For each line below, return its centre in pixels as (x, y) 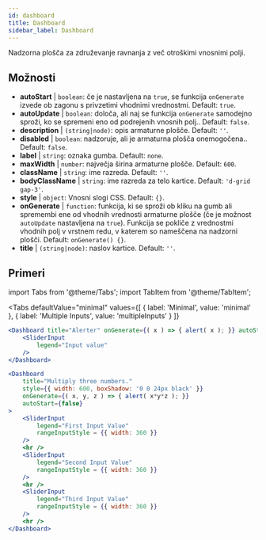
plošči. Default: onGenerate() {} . (73, 240)
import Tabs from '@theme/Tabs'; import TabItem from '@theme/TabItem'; (130, 292)
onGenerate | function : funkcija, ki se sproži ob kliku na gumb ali (125, 206)
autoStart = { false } (53, 403)
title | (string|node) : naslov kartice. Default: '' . (97, 248)
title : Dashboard (37, 23)
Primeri (27, 273)
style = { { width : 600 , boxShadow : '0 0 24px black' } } (113, 389)
